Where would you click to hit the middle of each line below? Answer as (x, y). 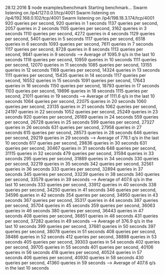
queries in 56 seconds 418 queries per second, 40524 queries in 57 (74, 252)
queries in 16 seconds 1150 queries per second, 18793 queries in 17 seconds (82, 86)
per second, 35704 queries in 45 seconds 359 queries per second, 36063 (80, 205)
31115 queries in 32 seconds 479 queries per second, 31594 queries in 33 (80, 153)
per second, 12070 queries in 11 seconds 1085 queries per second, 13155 (79, 65)
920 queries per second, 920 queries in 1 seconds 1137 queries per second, (82, 23)
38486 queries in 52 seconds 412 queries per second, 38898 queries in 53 (81, 237)
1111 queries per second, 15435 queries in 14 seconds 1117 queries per (76, 75)
